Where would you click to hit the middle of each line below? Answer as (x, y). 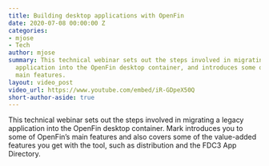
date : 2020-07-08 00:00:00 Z (57, 23)
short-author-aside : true (51, 97)
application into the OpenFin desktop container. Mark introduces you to (126, 128)
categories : (28, 30)
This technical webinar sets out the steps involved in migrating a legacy (126, 120)
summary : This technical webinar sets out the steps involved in (119, 61)
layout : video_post (41, 82)
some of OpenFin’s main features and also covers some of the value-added (132, 137)
